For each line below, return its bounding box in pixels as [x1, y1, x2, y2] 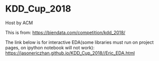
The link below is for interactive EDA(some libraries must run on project [5, 39, 154, 45]
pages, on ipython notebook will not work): [5, 44, 95, 50]
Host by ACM [5, 20, 33, 26]
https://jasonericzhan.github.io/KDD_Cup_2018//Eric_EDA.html [5, 50, 135, 56]
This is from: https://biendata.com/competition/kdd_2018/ [5, 29, 126, 35]
